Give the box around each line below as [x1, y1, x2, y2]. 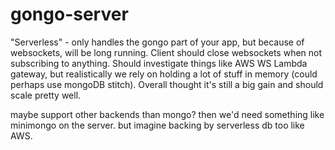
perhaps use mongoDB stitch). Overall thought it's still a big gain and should [10, 78, 324, 90]
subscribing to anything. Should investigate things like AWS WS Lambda [10, 57, 308, 69]
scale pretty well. [10, 89, 82, 101]
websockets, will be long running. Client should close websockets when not [10, 46, 323, 58]
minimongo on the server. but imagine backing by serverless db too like [10, 119, 305, 131]
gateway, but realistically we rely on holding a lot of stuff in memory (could [10, 68, 318, 80]
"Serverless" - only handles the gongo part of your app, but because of [10, 36, 305, 48]
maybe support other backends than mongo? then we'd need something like [10, 108, 325, 120]
